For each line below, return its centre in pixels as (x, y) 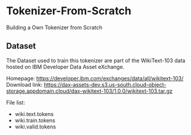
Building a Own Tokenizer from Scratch (54, 27)
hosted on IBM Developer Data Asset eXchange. (65, 67)
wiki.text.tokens (34, 114)
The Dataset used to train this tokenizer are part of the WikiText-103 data (96, 60)
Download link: (24, 84)
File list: (16, 102)
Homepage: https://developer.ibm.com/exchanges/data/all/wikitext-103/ (95, 78)
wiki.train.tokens (35, 120)
